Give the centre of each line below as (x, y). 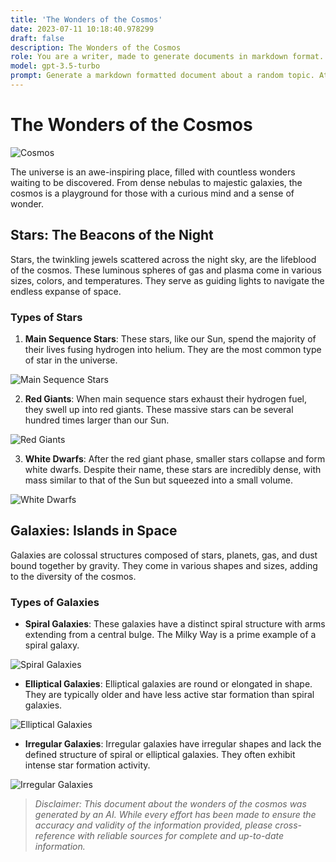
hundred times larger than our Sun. (97, 420)
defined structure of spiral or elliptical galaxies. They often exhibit (160, 755)
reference (55, 836)
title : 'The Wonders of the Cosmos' (86, 19)
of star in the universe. (71, 360)
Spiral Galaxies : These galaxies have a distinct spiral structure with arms (175, 624)
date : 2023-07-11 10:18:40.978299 (82, 29)
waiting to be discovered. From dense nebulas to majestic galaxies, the (156, 182)
